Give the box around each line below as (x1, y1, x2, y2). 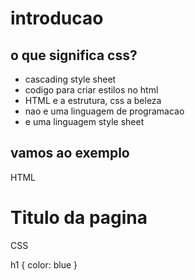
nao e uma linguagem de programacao (24, 105, 185, 117)
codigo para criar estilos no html (24, 84, 159, 96)
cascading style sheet (24, 73, 117, 85)
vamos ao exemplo (10, 145, 130, 162)
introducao (10, 7, 104, 30)
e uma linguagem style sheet (24, 116, 145, 127)
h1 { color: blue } (10, 258, 78, 271)
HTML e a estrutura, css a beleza (24, 95, 162, 106)
